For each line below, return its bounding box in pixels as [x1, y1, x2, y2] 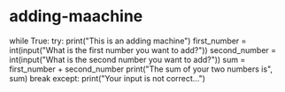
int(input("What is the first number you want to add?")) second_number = [9, 44, 277, 55]
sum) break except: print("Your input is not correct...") [9, 73, 206, 83]
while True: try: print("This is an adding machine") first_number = [9, 35, 247, 46]
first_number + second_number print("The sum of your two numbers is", [9, 64, 273, 74]
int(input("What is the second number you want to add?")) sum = [9, 54, 246, 65]
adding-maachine [9, 6, 143, 27]
